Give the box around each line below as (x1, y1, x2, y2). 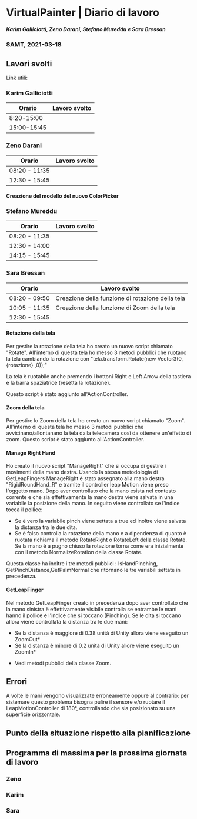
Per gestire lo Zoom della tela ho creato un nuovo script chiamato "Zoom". (6, 417, 186, 424)
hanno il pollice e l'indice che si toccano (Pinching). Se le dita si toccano (6, 612, 181, 619)
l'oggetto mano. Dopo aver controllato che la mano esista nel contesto (6, 487, 176, 494)
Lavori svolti (6, 59, 52, 69)
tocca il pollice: (6, 506, 43, 513)
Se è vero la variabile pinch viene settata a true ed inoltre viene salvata (14, 518, 186, 525)
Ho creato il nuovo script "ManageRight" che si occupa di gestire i (6, 462, 166, 470)
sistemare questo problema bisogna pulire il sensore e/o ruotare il (6, 698, 165, 705)
